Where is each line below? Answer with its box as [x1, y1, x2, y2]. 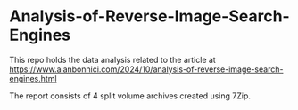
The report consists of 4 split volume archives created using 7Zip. [9, 90, 252, 101]
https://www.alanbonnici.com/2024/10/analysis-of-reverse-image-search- [9, 64, 284, 75]
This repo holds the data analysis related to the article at [9, 54, 216, 65]
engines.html [9, 73, 57, 83]
